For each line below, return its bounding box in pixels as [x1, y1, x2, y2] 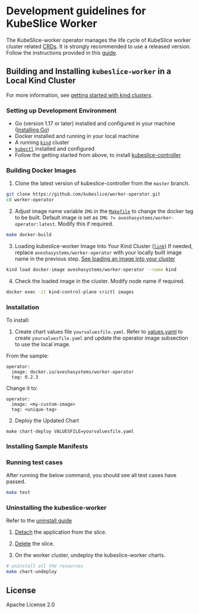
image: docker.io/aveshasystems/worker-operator [11, 369, 134, 375]
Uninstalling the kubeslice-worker [6, 504, 107, 512]
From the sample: [6, 352, 49, 359]
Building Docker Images [6, 166, 77, 174]
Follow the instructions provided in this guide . [6, 49, 118, 56]
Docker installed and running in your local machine [14, 133, 140, 140]
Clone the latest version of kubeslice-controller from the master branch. [14, 180, 190, 187]
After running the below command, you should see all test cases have [6, 472, 177, 479]
